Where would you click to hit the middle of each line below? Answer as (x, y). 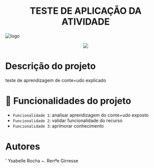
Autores (23, 147)
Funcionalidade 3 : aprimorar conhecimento (58, 126)
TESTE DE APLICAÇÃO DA (86, 11)
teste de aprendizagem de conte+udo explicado (56, 80)
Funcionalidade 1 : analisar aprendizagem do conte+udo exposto (81, 115)
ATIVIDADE (86, 22)
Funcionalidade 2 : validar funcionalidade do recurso (68, 121)
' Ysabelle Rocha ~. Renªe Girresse (42, 160)
